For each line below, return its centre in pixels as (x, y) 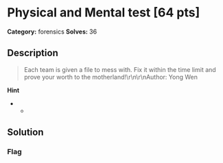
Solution (25, 133)
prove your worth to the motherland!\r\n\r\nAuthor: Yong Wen (110, 77)
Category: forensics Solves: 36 (52, 32)
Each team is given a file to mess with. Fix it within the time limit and (120, 69)
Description (33, 53)
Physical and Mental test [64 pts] (104, 13)
